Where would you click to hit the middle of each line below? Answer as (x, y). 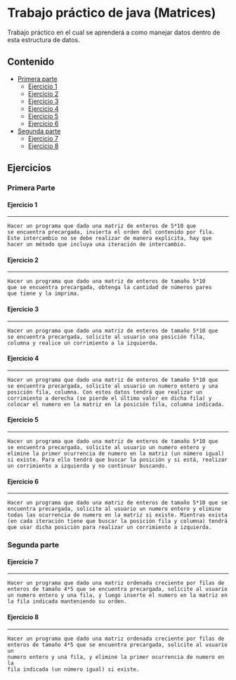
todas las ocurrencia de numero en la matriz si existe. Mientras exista (118, 515)
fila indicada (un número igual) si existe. (73, 669)
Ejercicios (29, 168)
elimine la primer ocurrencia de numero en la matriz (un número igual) (116, 454)
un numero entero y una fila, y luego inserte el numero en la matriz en (118, 595)
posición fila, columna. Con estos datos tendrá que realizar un (105, 392)
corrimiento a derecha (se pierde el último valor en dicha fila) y (110, 398)
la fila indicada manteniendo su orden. (67, 601)
